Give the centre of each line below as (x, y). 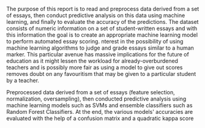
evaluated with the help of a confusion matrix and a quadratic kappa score (100, 118)
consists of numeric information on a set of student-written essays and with (102, 28)
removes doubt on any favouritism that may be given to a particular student (101, 74)
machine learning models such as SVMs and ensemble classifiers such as (99, 105)
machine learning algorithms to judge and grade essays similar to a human (100, 48)
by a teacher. (23, 80)
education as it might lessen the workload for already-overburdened (92, 61)
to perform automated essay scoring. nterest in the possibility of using (95, 41)
